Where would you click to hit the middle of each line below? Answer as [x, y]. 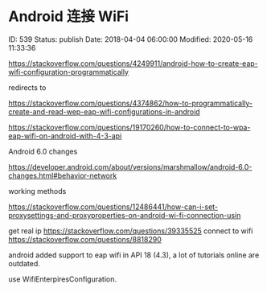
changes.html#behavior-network [63, 175]
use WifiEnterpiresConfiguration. [62, 279]
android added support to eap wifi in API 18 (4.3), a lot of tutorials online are [134, 255]
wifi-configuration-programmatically [68, 72]
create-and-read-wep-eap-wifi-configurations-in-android [104, 111]
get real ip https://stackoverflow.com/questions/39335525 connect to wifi [131, 231]
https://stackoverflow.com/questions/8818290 [85, 239]
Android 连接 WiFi [69, 16]
